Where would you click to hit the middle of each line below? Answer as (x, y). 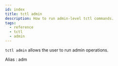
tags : (10, 23)
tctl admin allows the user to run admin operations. (57, 50)
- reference (22, 27)
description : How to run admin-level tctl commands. (59, 18)
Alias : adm (16, 59)
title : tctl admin (24, 14)
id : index (15, 9)
